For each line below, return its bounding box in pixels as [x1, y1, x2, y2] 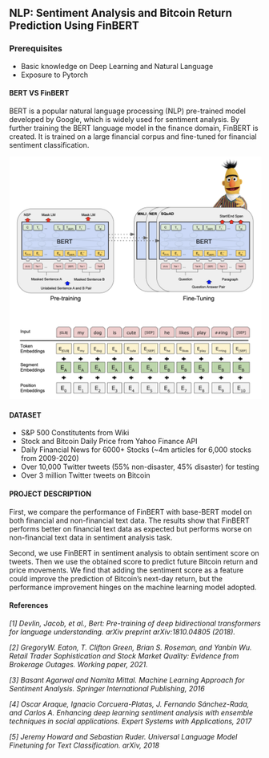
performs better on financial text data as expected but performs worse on [9, 524, 252, 533]
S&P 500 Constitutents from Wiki [20, 428, 130, 438]
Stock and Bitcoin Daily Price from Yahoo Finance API [20, 437, 199, 446]
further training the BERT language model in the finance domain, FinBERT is [9, 123, 259, 132]
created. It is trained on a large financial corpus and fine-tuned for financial [9, 132, 257, 141]
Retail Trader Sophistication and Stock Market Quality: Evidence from [9, 650, 239, 661]
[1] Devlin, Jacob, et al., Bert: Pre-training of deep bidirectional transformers [9, 618, 261, 628]
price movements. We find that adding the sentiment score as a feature [9, 565, 243, 575]
